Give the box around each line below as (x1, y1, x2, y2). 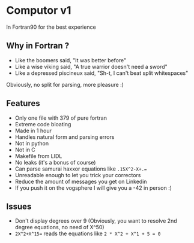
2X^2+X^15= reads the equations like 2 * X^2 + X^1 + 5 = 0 (14, 230, 161, 237)
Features (6, 98, 40, 108)
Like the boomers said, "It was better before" (14, 56, 127, 63)
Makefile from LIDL (14, 152, 62, 159)
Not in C (14, 146, 36, 153)
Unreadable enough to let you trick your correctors (14, 171, 141, 178)
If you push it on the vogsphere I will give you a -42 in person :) (14, 184, 172, 192)
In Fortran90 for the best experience (6, 23, 96, 31)
